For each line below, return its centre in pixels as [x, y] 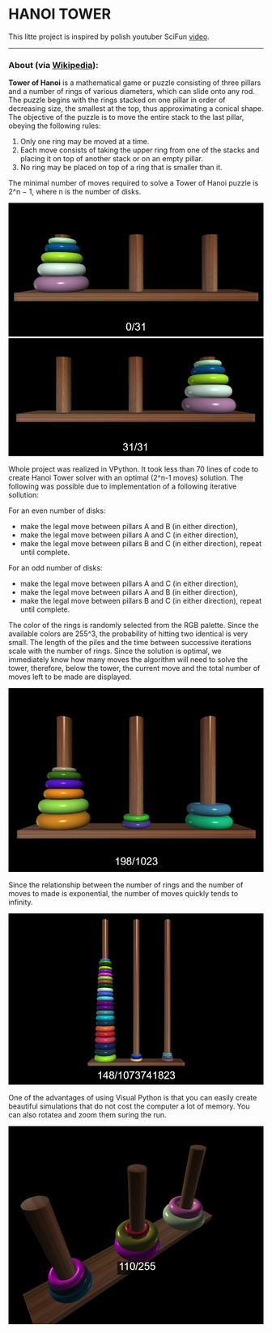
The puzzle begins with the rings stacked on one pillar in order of [117, 100]
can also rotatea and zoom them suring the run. [88, 1114]
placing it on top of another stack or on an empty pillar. [112, 159]
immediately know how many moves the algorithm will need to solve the [128, 659]
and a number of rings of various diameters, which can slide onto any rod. [132, 92]
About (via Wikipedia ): [53, 65]
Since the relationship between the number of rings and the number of [126, 885]
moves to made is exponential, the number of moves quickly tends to [123, 894]
